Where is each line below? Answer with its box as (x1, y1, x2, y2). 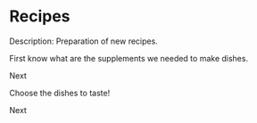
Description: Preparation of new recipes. (9, 36, 158, 46)
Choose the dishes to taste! (9, 87, 111, 98)
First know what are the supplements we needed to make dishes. (9, 53, 248, 63)
